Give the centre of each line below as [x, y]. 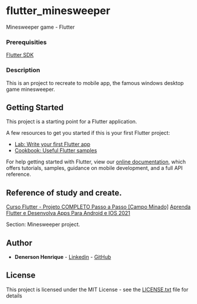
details [14, 296]
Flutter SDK [20, 55]
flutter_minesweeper [58, 11]
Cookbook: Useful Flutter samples [56, 151]
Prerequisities [26, 42]
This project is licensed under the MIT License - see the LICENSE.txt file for [97, 289]
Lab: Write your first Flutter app [52, 144]
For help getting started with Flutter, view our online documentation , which [96, 162]
